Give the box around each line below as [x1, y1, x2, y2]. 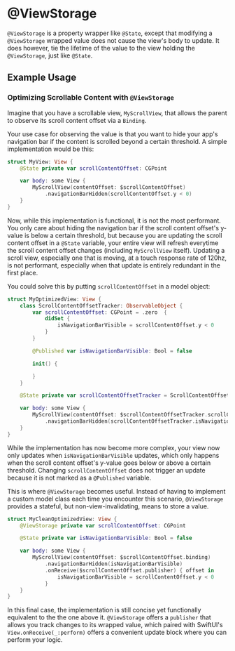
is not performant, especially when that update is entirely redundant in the [7, 261, 220, 269]
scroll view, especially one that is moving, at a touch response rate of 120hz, [7, 254, 227, 262]
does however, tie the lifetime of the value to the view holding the [7, 44, 196, 52]
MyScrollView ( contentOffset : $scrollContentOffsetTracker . [32, 412, 208, 419]
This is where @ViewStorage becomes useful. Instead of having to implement [7, 487, 226, 495]
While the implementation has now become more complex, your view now [7, 443, 220, 452]
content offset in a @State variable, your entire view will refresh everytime [7, 238, 219, 247]
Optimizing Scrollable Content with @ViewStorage [7, 93, 175, 103]
